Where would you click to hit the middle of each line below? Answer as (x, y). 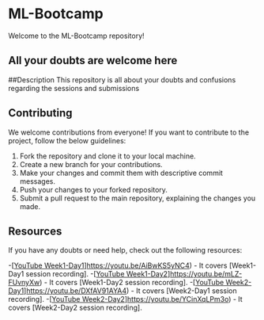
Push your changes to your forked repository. (94, 189)
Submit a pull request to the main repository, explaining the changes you (138, 198)
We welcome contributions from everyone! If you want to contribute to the (129, 132)
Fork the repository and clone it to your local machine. (107, 156)
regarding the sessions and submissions (74, 88)
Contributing (40, 113)
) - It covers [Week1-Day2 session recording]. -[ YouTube (132, 283)
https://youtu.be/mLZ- (206, 274)
